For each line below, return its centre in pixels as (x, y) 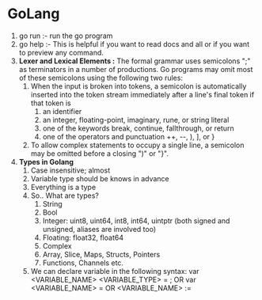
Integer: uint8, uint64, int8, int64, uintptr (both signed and (136, 220)
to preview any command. (61, 52)
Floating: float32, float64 (83, 237)
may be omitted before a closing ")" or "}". (100, 153)
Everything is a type (63, 187)
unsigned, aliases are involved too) (99, 229)
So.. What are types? (65, 196)
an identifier (62, 111)
